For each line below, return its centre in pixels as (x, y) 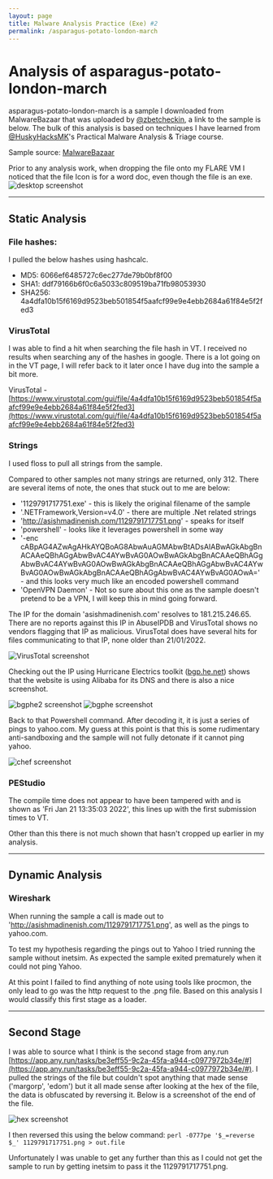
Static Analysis (48, 219)
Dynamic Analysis (55, 875)
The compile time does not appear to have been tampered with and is (125, 800)
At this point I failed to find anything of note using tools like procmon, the (130, 982)
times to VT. (28, 818)
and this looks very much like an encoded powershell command (132, 581)
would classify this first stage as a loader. (78, 999)
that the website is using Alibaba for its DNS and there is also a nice (121, 680)
